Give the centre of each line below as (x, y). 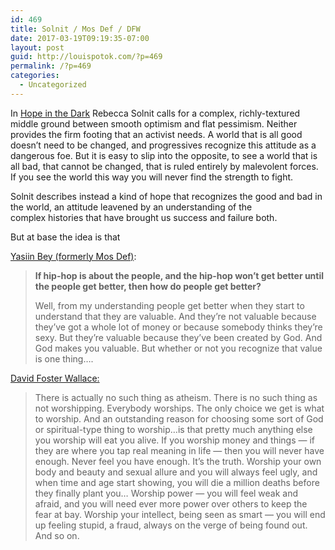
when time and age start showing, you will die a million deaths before (177, 482)
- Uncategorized (53, 85)
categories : (35, 76)
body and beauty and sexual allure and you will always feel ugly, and (176, 472)
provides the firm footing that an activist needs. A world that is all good (156, 134)
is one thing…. (64, 358)
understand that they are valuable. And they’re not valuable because (175, 316)
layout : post (37, 47)
